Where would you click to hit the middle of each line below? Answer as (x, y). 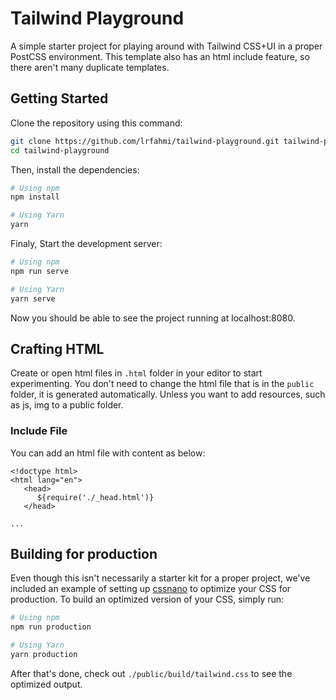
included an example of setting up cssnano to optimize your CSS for (151, 589)
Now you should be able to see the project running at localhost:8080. (153, 318)
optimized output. (46, 684)
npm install (35, 197)
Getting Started (59, 98)
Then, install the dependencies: (75, 169)
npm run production (51, 627)
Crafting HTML (57, 348)
